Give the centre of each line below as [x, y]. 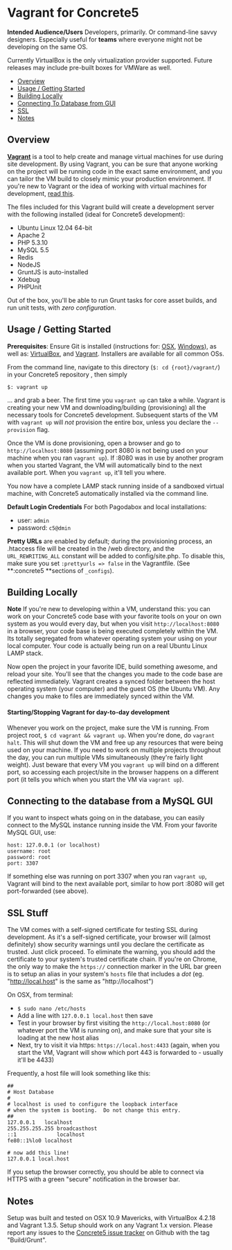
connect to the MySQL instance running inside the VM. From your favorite [113, 825]
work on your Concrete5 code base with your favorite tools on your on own [114, 617]
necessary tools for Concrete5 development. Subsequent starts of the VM [113, 415]
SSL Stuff [28, 913]
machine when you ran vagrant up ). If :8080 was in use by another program [115, 458]
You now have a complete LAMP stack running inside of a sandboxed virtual [116, 486]
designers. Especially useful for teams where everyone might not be [105, 39]
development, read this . [41, 193]
